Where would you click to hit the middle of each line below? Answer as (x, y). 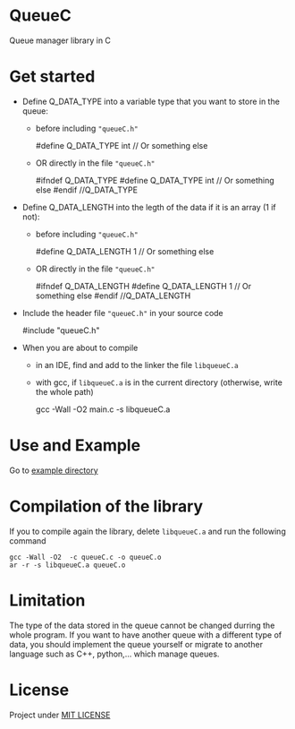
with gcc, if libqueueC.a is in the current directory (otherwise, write (159, 382)
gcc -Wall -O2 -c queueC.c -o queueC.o (86, 557)
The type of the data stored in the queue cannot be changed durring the (142, 625)
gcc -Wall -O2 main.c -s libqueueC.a (103, 409)
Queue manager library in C (60, 40)
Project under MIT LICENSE (60, 715)
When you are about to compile (80, 347)
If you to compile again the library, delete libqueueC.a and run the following (147, 531)
